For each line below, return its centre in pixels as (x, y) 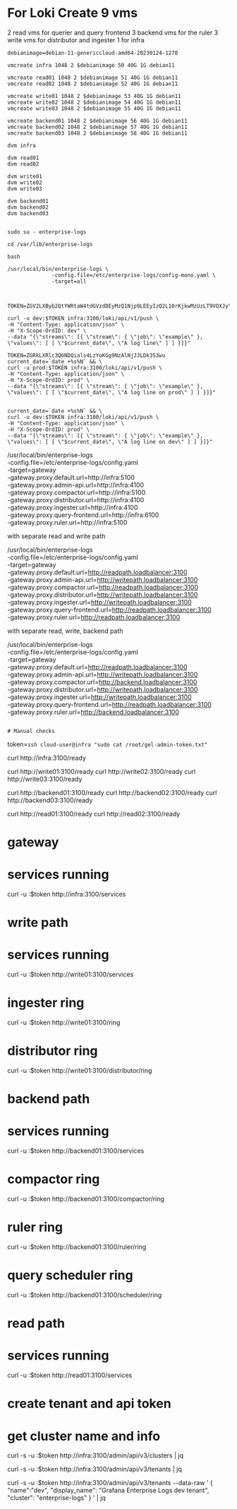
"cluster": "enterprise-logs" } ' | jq (56, 1498)
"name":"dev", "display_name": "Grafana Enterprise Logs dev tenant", (108, 1491)
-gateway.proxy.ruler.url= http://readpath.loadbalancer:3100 (94, 617)
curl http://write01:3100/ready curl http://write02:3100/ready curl (102, 771)
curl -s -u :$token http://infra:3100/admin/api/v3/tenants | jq (95, 1469)
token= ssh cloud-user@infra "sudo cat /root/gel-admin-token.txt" (108, 744)
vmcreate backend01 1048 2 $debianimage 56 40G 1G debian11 (98, 121)
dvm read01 (23, 158)
